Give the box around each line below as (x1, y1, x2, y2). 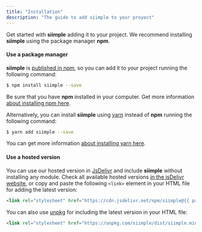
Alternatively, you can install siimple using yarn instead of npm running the (6, 111, 192, 118)
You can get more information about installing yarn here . (6, 140, 146, 147)
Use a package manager (6, 51, 68, 58)
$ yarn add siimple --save (6, 129, 74, 135)
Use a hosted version (6, 153, 60, 161)
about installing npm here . (6, 100, 71, 107)
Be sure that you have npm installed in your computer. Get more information (6, 93, 194, 100)
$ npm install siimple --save (6, 82, 82, 88)
